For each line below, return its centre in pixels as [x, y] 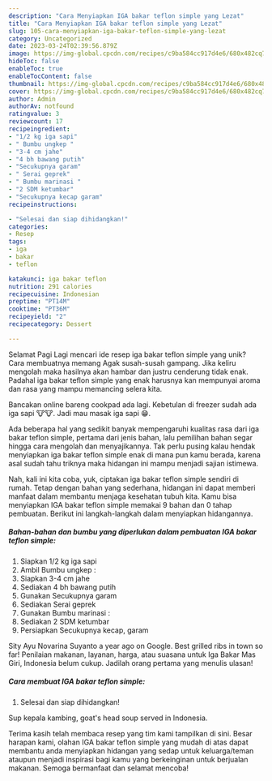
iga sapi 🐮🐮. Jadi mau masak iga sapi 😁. [80, 413]
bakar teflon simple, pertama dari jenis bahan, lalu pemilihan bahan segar [131, 437]
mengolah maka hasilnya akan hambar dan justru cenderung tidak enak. [128, 371]
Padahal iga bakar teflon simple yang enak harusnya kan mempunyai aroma [134, 380]
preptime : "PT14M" [39, 302]
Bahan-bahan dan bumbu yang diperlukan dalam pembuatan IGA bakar [132, 532]
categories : [28, 227]
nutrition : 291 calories [50, 286]
